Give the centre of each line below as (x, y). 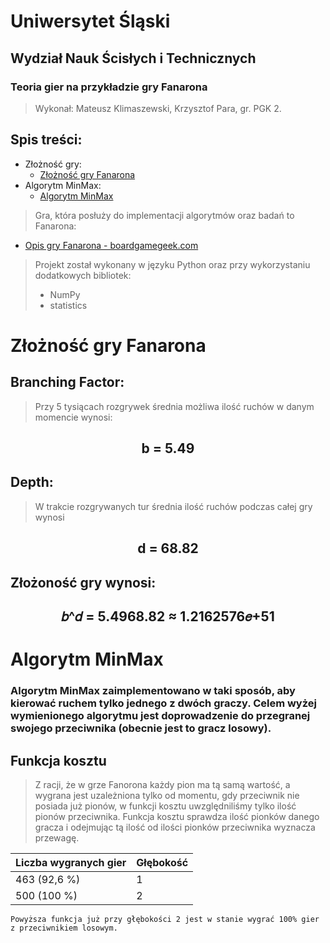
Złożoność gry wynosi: (83, 582)
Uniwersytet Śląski (90, 21)
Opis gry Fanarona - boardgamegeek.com (111, 245)
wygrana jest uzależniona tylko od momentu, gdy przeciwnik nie (167, 795)
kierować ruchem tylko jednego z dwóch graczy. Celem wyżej (163, 703)
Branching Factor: (67, 382)
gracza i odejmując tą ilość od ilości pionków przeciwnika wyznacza (175, 827)
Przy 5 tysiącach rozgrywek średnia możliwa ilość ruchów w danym (174, 406)
